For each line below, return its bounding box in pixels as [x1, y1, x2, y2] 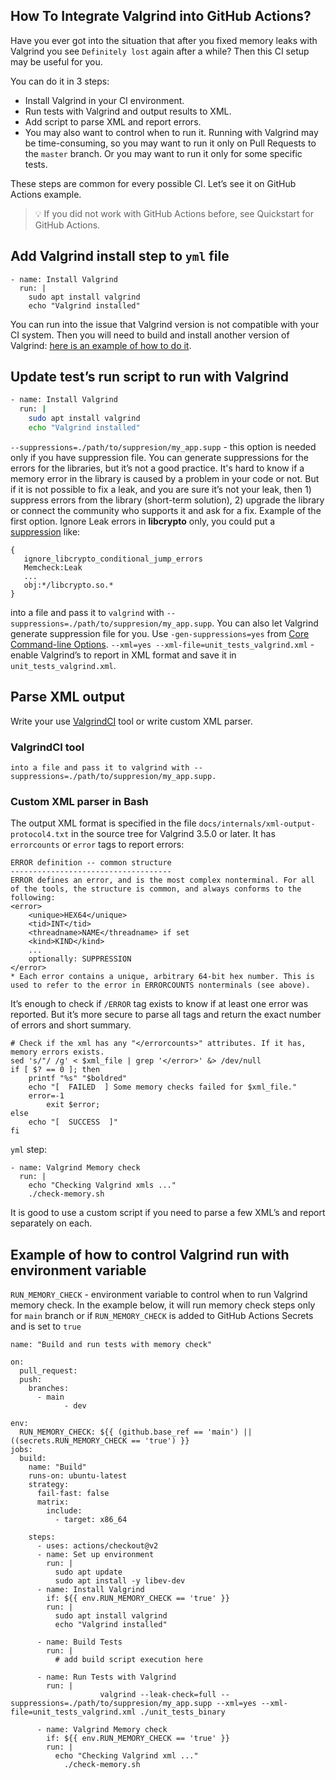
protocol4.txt [10, 830, 70, 840]
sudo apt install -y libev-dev [54, 1576, 186, 1586]
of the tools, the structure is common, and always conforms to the [10, 884, 302, 894]
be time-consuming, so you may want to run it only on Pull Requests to [24, 137, 317, 149]
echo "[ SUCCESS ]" [28, 1117, 118, 1128]
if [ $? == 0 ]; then [10, 1065, 101, 1075]
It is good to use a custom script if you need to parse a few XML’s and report [10, 1207, 326, 1219]
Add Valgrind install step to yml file [10, 248, 230, 265]
